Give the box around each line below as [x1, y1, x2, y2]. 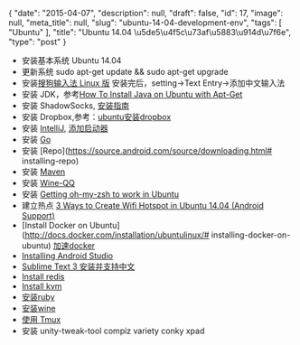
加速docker [52, 240, 96, 251]
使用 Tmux [21, 314, 61, 324]
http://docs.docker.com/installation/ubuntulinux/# [24, 229, 210, 240]
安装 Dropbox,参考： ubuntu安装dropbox [21, 112, 172, 122]
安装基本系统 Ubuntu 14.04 [21, 55, 122, 66]
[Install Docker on [21, 220, 88, 230]
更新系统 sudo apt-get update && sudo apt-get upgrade [21, 67, 229, 77]
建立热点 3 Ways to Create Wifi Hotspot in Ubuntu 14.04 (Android [21, 200, 264, 210]
